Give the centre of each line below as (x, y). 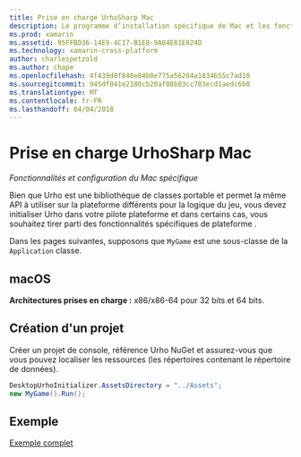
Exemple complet (41, 443)
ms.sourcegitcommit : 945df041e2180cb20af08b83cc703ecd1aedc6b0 (130, 84)
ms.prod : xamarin (42, 34)
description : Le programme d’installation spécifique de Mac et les (140, 26)
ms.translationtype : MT (54, 92)
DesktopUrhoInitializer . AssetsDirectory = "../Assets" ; (116, 385)
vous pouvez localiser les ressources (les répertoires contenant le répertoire (150, 360)
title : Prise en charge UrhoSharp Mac (82, 17)
